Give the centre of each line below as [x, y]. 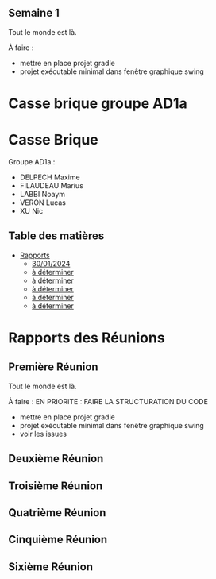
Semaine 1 [34, 13]
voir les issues [43, 434]
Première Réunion [53, 367]
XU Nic [31, 210]
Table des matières [56, 236]
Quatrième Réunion [57, 513]
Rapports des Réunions [87, 338]
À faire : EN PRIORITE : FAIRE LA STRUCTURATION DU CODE [108, 401]
